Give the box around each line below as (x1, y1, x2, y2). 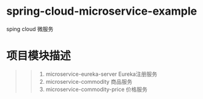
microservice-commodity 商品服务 (45, 78, 133, 85)
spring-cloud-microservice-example (6, 4, 197, 18)
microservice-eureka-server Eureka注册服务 (45, 70, 158, 78)
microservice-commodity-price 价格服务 (45, 86, 148, 93)
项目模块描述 (6, 49, 72, 63)
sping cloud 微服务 (6, 25, 54, 32)
